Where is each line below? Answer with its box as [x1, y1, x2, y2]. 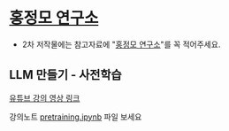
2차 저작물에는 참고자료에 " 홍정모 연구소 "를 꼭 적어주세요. [21, 39, 221, 50]
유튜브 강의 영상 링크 [9, 92, 80, 103]
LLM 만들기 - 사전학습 [9, 67, 122, 82]
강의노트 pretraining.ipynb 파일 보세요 [9, 112, 142, 122]
